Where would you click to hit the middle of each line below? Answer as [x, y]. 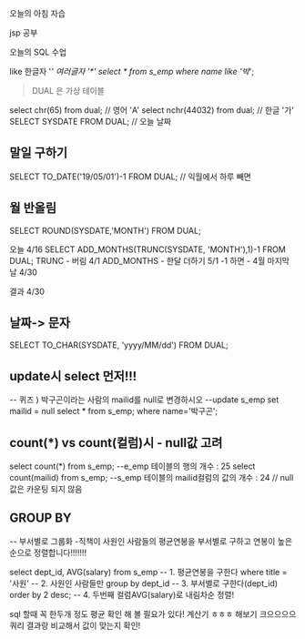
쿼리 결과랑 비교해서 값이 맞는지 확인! [75, 625]
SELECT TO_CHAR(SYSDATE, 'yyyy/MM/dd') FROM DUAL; [119, 345]
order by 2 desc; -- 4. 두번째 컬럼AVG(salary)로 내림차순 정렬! [122, 594]
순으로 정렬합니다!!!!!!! [48, 553]
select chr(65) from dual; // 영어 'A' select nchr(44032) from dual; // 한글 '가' [152, 110]
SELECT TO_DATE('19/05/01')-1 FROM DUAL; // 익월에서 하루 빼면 [131, 177]
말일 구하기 [39, 153]
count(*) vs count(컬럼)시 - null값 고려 [116, 443]
